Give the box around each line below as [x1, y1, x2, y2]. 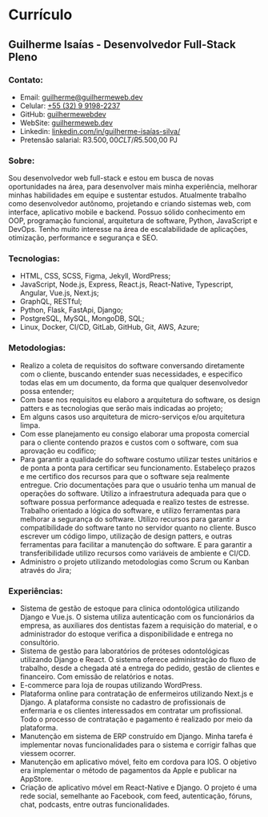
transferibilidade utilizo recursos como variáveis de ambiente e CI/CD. [19, 548, 250, 558]
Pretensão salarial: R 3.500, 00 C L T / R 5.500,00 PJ [19, 135, 178, 144]
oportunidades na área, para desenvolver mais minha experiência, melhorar [8, 182, 258, 192]
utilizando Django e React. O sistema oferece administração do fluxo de [19, 655, 257, 665]
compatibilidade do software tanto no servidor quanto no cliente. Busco [19, 522, 257, 532]
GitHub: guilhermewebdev [19, 109, 106, 119]
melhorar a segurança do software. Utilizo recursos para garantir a [19, 514, 240, 523]
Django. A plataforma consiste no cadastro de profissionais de [19, 697, 226, 707]
